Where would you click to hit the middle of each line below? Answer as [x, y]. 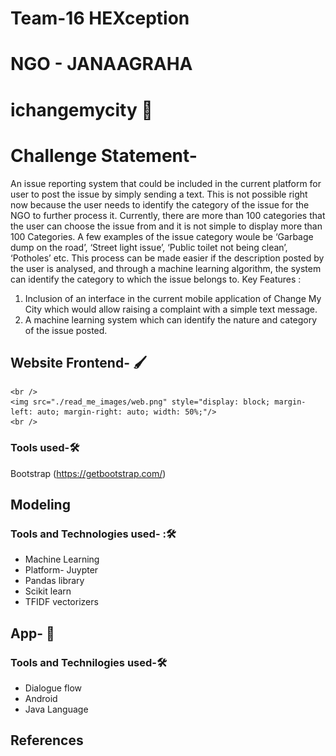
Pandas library [54, 581]
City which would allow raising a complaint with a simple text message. [171, 309]
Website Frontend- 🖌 [78, 362]
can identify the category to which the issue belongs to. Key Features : [156, 279]
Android [41, 698]
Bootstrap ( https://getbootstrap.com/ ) [88, 473]
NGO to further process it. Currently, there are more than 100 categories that [168, 215]
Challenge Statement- [104, 155]
